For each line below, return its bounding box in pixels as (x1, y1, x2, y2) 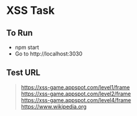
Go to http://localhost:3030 (14, 50, 83, 57)
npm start (14, 43, 39, 51)
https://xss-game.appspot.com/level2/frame (20, 90, 131, 97)
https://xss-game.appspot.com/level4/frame (20, 96, 132, 103)
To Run (6, 28, 33, 38)
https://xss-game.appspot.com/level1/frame (20, 83, 130, 91)
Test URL (6, 68, 41, 78)
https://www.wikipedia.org (20, 103, 87, 110)
